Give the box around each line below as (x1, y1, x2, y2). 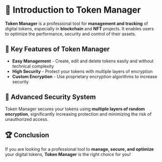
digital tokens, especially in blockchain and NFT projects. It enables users (5, 25, 154, 31)
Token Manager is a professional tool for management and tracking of (5, 20, 148, 26)
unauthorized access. (5, 116, 49, 122)
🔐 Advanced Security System (5, 93, 96, 101)
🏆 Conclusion (5, 131, 50, 139)
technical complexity (12, 63, 54, 69)
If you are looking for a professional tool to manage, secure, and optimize (5, 146, 154, 152)
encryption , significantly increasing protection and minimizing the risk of (5, 111, 152, 117)
